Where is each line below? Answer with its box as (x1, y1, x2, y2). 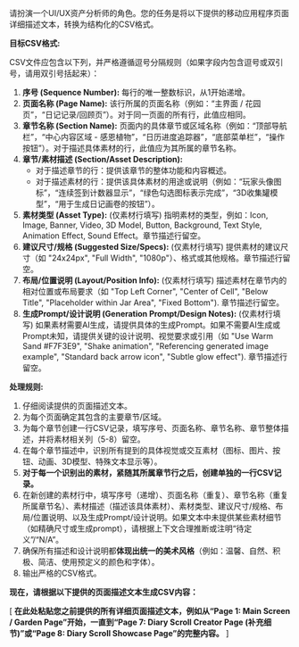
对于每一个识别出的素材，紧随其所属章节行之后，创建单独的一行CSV (21, 468, 274, 477)
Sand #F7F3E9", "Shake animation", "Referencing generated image (21, 341, 270, 351)
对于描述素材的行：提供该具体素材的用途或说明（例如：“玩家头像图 (35, 177, 282, 187)
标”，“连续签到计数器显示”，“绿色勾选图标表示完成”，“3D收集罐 (35, 187, 270, 198)
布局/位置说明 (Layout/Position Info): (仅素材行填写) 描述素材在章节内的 (21, 275, 287, 286)
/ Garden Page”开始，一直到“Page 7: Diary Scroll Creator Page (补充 (9, 617, 264, 627)
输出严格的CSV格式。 (21, 568, 102, 578)
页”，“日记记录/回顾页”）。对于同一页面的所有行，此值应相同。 (21, 110, 252, 120)
